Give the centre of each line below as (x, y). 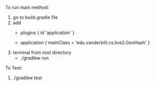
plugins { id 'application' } (47, 33)
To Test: (14, 68)
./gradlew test (27, 78)
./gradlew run (35, 58)
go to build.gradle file (35, 17)
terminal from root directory (42, 52)
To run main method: (27, 7)
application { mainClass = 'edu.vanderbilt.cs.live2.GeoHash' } (85, 42)
